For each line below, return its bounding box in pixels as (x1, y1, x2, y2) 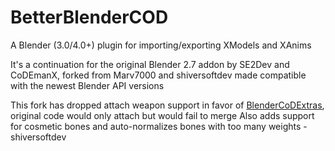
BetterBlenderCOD (10, 6, 169, 29)
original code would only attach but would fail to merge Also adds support (10, 109, 315, 121)
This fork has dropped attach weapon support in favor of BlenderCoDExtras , (10, 99, 325, 111)
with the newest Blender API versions (10, 79, 165, 91)
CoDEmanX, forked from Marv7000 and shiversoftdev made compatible (10, 69, 307, 81)
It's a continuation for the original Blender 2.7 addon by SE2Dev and (10, 58, 290, 70)
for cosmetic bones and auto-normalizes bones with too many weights (10, 120, 302, 132)
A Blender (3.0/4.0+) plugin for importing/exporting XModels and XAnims (10, 39, 312, 51)
